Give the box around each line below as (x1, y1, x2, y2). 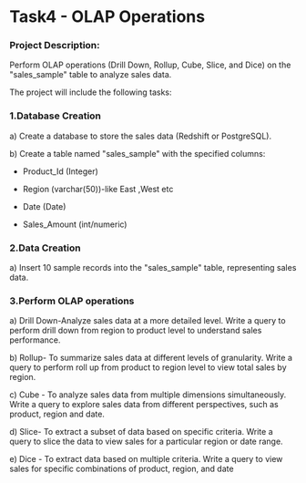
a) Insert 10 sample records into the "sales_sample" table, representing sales (9, 262, 297, 273)
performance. (9, 334, 61, 345)
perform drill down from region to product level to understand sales (9, 325, 262, 336)
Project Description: (9, 39, 100, 52)
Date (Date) (22, 200, 66, 211)
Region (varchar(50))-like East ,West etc (22, 183, 174, 194)
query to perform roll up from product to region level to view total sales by (9, 362, 287, 373)
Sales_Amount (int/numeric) (22, 219, 127, 230)
